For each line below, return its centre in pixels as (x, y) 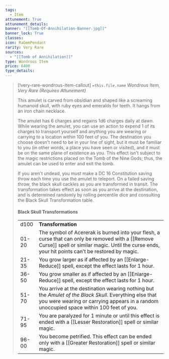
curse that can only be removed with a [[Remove (96, 239)
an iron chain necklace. (42, 111)
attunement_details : (27, 24)
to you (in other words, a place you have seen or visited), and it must (89, 147)
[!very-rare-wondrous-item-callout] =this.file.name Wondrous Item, (89, 85)
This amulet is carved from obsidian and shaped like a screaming (85, 100)
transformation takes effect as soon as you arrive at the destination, (88, 189)
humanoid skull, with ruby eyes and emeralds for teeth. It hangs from (89, 106)
